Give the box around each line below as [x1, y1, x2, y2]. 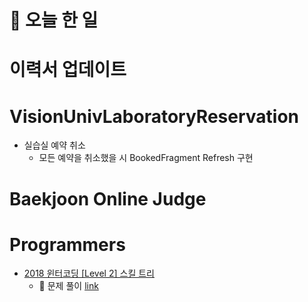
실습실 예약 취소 [23, 139, 86, 151]
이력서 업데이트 [9, 59, 127, 81]
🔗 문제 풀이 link [38, 280, 99, 292]
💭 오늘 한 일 [9, 9, 99, 32]
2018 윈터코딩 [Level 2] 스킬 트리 [23, 267, 155, 280]
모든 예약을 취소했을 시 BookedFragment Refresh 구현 [38, 152, 254, 164]
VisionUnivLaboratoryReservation [9, 105, 299, 128]
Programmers [9, 233, 126, 256]
